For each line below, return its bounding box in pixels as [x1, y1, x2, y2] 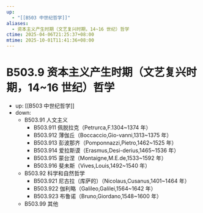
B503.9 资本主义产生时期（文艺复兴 [6, 65, 186, 79]
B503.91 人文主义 [24, 116, 68, 123]
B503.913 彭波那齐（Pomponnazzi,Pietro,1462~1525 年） [33, 139, 177, 146]
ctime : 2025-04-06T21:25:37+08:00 [6, 32, 95, 38]
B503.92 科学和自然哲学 [24, 169, 86, 177]
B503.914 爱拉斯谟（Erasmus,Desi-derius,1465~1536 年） [33, 146, 179, 154]
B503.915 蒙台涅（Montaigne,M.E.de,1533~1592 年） [33, 154, 167, 162]
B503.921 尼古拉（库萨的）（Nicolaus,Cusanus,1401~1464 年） [33, 177, 190, 184]
